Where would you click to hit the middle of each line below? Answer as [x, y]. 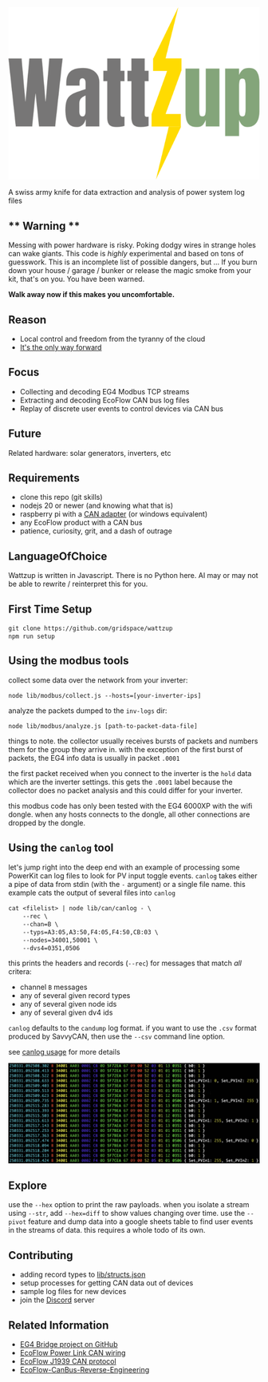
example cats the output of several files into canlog [92, 893]
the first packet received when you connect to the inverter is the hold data [130, 773]
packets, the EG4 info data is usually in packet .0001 [94, 758]
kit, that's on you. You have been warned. [77, 279]
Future [25, 434]
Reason [28, 320]
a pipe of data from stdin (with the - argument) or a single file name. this [127, 884]
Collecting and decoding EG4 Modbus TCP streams [104, 391]
